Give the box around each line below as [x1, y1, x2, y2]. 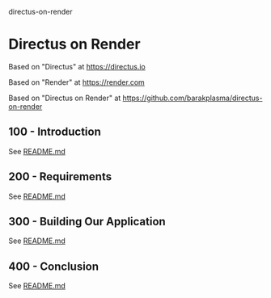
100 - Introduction [8, 125, 101, 139]
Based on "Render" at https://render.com [8, 77, 146, 87]
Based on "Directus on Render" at [8, 93, 121, 103]
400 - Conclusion [8, 259, 100, 273]
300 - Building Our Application [8, 214, 166, 229]
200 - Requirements [8, 170, 112, 184]
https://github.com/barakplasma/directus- [122, 93, 263, 103]
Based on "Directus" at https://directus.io [8, 61, 146, 71]
